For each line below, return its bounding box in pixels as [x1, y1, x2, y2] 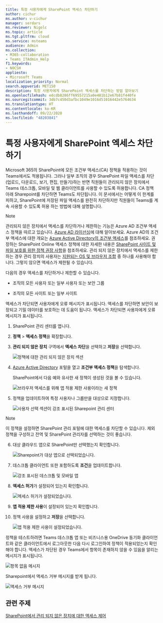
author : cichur [5, 12, 36, 16]
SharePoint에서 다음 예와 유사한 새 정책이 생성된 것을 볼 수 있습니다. [12, 375, 142, 380]
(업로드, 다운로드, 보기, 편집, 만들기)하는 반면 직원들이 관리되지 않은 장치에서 [5, 179, 149, 185]
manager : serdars [5, 20, 41, 26]
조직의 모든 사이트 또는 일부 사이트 [12, 290, 78, 296]
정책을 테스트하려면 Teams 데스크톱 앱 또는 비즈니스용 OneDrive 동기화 [5, 534, 141, 540]
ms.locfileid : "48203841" [5, 115, 58, 120]
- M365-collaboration [5, 52, 49, 57]
